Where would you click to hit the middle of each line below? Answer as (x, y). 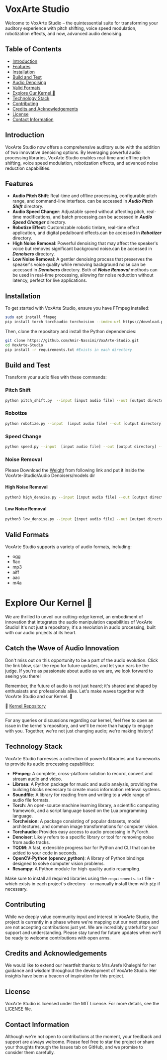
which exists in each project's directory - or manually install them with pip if (83, 883)
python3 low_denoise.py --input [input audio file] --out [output (75, 519)
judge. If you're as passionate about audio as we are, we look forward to (79, 671)
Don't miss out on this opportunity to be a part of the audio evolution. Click (82, 660)
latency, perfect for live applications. (50, 280)
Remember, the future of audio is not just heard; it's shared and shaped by (81, 686)
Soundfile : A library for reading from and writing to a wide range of (81, 795)
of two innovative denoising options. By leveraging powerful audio (73, 152)
